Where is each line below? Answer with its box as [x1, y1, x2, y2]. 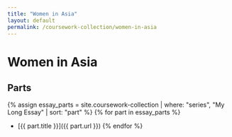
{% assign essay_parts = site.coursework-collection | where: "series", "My [7, 100, 225, 109]
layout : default [7, 17, 55, 24]
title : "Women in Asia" [7, 10, 78, 18]
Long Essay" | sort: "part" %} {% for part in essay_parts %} [7, 108, 181, 117]
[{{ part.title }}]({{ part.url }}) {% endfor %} [17, 121, 143, 131]
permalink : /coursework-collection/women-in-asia [7, 23, 158, 30]
